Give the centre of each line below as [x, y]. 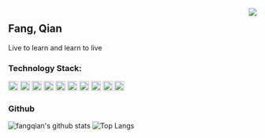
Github [22, 109]
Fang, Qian [35, 29]
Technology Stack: [45, 68]
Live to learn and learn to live [55, 47]
